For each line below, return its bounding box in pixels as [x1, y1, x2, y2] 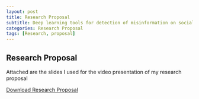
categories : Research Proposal [6, 25, 84, 31]
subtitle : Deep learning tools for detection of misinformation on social [6, 20, 195, 25]
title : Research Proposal [6, 14, 70, 20]
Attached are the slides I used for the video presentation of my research [6, 68, 182, 75]
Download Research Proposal [6, 86, 79, 93]
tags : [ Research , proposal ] [6, 31, 76, 37]
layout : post [6, 8, 38, 15]
